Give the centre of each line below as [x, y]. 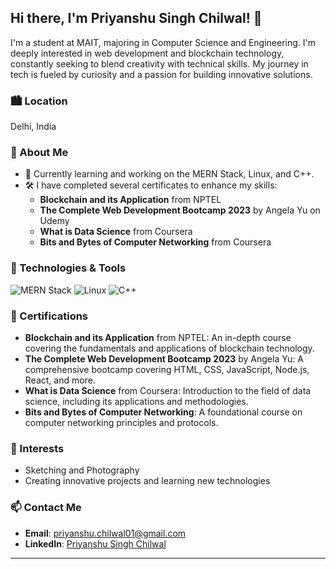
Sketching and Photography [82, 470]
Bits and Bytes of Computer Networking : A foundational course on [163, 412]
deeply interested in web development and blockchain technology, [147, 53]
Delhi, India [33, 127]
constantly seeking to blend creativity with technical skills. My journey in [159, 63]
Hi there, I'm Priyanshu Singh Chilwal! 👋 [136, 18]
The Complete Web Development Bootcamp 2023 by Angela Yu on [180, 210]
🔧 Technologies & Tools [68, 268]
